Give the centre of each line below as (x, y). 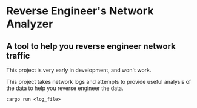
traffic (18, 56)
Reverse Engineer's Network (80, 11)
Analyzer (30, 24)
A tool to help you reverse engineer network (91, 46)
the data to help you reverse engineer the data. (65, 88)
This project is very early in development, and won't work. (79, 70)
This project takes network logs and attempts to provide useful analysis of (99, 82)
